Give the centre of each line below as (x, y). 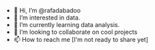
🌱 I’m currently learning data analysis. (67, 25)
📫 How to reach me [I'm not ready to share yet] (81, 40)
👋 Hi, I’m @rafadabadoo (47, 10)
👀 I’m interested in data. (47, 18)
